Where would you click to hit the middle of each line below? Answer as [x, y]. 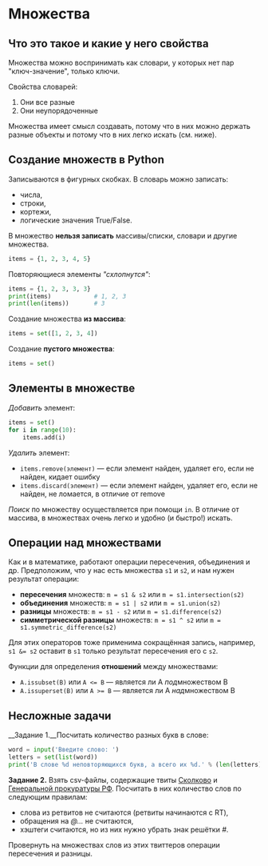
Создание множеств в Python [87, 160]
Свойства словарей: [43, 86]
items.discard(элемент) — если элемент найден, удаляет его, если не [138, 485]
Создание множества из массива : [67, 319]
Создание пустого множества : [61, 349]
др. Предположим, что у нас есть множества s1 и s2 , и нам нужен [122, 571]
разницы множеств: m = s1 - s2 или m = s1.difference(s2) [121, 611]
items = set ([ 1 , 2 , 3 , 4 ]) [53, 334]
